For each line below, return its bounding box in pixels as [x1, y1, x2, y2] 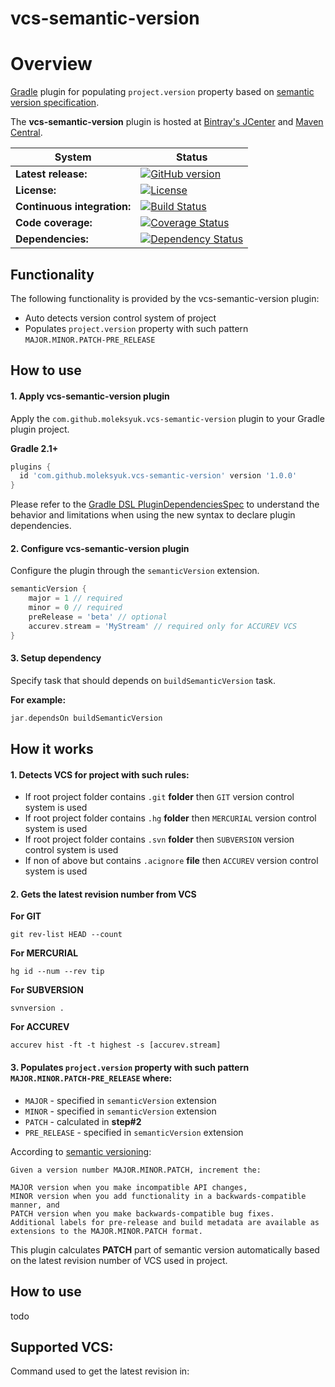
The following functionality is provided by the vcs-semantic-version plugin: [10, 292, 320, 304]
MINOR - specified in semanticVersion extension [24, 1105, 217, 1117]
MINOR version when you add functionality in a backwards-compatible [10, 1191, 307, 1201]
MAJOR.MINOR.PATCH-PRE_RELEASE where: [10, 1072, 173, 1084]
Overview [10, 53, 93, 76]
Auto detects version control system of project [24, 312, 217, 324]
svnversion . [10, 1003, 65, 1014]
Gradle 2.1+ [10, 442, 59, 454]
